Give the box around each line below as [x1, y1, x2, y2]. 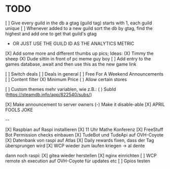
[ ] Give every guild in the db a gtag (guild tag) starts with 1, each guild [5, 20, 152, 26]
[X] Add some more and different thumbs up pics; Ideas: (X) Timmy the [5, 50, 154, 56]
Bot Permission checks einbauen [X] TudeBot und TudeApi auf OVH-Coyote [5, 131, 164, 138]
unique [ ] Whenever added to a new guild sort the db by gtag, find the [5, 25, 153, 31]
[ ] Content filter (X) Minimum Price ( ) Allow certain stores [5, 76, 127, 82]
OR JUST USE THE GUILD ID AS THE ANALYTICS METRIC [12, 40, 134, 46]
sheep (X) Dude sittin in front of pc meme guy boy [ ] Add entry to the [5, 55, 151, 61]
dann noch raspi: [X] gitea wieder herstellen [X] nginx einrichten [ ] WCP [5, 152, 157, 158]
